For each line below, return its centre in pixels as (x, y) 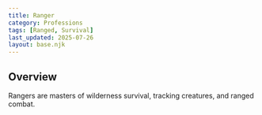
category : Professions (46, 23)
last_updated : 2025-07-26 (51, 37)
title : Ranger (32, 15)
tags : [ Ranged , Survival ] (51, 30)
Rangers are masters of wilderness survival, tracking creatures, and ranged (131, 95)
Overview (33, 77)
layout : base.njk (37, 45)
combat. (22, 104)
